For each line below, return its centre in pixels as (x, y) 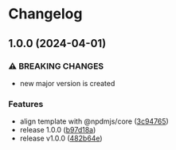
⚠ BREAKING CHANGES (56, 66)
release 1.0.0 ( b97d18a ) (58, 130)
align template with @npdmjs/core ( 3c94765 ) (94, 121)
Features (26, 104)
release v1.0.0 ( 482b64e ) (61, 138)
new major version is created (67, 83)
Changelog (45, 14)
